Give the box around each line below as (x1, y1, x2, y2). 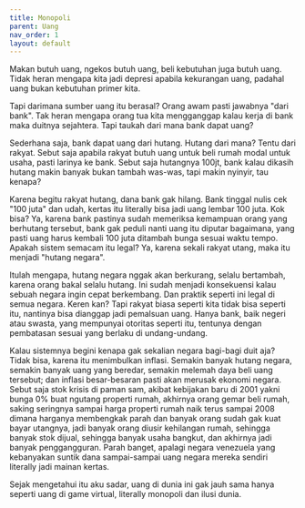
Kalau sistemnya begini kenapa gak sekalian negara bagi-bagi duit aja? (9, 345, 276, 356)
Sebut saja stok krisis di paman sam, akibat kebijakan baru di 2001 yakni (9, 384, 280, 395)
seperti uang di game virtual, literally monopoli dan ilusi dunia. (9, 489, 242, 500)
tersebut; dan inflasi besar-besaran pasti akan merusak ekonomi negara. (9, 374, 282, 385)
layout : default (9, 38, 71, 48)
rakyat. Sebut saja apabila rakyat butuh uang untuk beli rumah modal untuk (9, 147, 291, 158)
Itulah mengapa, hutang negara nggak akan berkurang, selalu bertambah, (9, 269, 286, 280)
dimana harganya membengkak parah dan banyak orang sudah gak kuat (9, 413, 281, 424)
